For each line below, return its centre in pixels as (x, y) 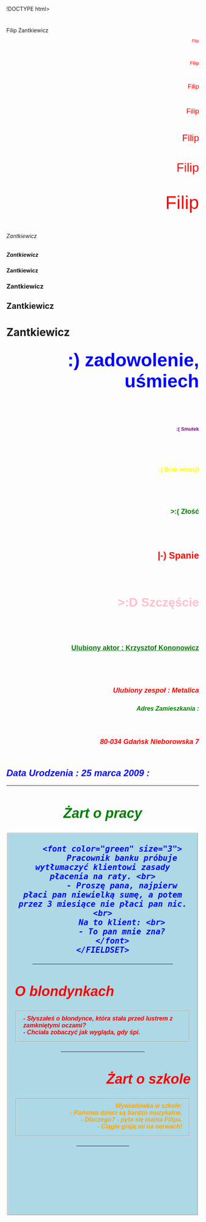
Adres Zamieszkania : (168, 709)
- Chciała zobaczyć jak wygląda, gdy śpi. (82, 1032)
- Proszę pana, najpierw (122, 886)
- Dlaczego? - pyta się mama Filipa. (131, 1120)
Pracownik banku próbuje (122, 858)
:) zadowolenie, (133, 360)
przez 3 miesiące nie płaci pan (90, 904)
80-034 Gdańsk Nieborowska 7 (149, 742)
